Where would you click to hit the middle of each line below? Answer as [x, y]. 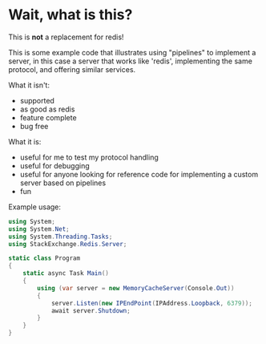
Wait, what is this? [71, 15]
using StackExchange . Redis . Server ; [68, 244]
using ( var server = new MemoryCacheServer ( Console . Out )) [136, 288]
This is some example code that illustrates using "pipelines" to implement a [132, 52]
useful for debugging [54, 165]
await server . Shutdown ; [91, 310]
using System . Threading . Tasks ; [60, 237]
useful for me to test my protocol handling [89, 157]
